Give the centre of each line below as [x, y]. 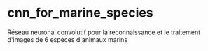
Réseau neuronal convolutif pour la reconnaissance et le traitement [104, 32]
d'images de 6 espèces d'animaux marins [68, 39]
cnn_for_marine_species [80, 13]
